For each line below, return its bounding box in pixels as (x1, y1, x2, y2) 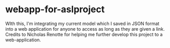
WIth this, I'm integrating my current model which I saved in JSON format (5, 20, 160, 27)
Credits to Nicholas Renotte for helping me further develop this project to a (5, 31, 163, 37)
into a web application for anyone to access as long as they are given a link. (5, 26, 165, 32)
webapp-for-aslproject (5, 4, 105, 15)
